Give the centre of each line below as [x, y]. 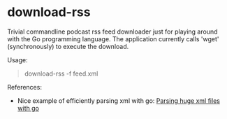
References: [24, 87]
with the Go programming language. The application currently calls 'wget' [113, 38]
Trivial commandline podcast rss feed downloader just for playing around [112, 31]
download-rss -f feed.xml [61, 73]
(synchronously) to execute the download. [68, 46]
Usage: [17, 59]
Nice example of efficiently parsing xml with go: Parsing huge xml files [118, 100]
